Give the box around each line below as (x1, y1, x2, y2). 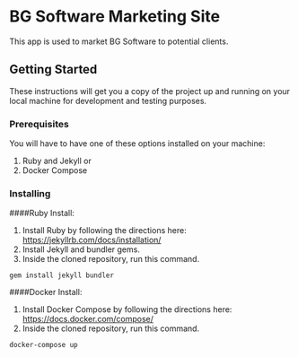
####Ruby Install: (9, 208, 74, 219)
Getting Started (9, 62, 98, 77)
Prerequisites (9, 118, 69, 130)
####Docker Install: (9, 287, 83, 298)
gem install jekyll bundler (9, 271, 115, 280)
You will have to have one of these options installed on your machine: (9, 138, 266, 149)
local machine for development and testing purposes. (9, 95, 207, 106)
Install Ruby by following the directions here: (22, 225, 187, 236)
